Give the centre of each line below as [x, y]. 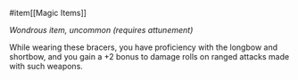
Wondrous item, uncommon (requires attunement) [101, 30]
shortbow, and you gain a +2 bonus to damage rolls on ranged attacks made [149, 56]
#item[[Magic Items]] [48, 13]
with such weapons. [46, 66]
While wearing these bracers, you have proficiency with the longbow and [144, 47]
